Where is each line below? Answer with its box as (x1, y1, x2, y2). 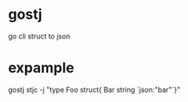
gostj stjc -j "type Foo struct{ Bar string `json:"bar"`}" (8, 85, 181, 94)
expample (8, 59, 75, 77)
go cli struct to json (8, 31, 71, 41)
